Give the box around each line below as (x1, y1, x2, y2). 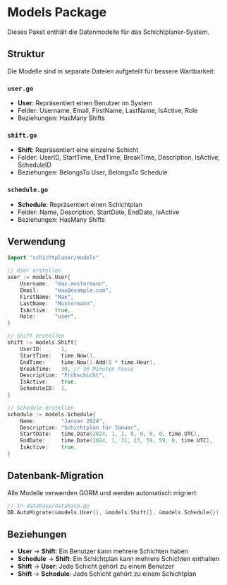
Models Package (7, 4, 107, 20)
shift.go (7, 131, 37, 139)
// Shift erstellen (7, 333, 65, 340)
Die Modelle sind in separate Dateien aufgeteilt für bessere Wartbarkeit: (7, 66, 216, 75)
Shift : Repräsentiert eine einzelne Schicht (17, 146, 139, 154)
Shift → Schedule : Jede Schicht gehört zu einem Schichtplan (17, 569, 197, 578)
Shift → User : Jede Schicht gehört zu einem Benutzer (17, 562, 175, 571)
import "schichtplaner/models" (7, 254, 99, 261)
